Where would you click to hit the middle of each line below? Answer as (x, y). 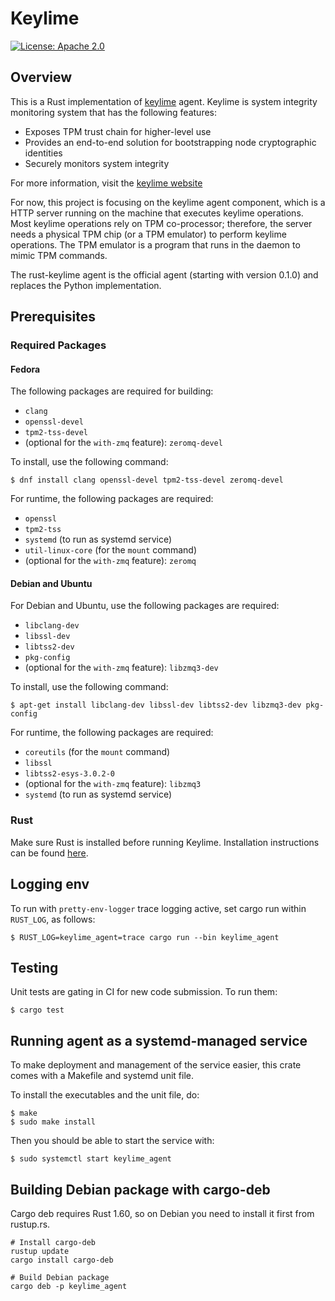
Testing (34, 967)
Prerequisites (53, 317)
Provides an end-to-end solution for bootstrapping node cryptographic (170, 142)
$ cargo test (37, 1010)
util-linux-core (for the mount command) (111, 550)
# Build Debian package (60, 1278)
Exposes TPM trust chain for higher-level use (118, 131)
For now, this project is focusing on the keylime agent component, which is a (168, 202)
